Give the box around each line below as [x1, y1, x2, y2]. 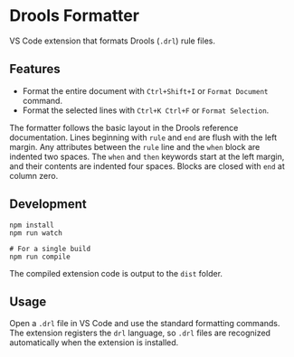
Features [9, 61, 61, 77]
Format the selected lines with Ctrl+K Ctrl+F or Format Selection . [22, 105, 270, 116]
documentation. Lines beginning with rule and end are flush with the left [9, 132, 278, 143]
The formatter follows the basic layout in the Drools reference [9, 122, 239, 133]
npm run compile [9, 252, 71, 261]
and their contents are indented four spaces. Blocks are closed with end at [9, 160, 285, 172]
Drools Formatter [9, 5, 140, 26]
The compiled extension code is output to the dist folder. [9, 268, 223, 278]
